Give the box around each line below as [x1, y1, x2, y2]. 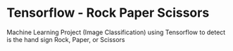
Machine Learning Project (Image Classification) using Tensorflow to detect [6, 28, 226, 36]
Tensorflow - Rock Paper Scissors [6, 5, 210, 21]
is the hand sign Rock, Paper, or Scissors [6, 35, 125, 43]
